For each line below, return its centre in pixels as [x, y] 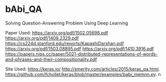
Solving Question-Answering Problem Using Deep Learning [67, 23]
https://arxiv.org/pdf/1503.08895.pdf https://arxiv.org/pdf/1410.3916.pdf [80, 48]
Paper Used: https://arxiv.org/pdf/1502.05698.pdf [57, 32]
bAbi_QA [24, 9]
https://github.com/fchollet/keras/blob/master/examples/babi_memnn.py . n [83, 74]
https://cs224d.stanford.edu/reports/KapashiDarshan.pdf [65, 43]
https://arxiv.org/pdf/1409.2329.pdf [42, 38]
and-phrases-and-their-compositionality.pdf [51, 59]
